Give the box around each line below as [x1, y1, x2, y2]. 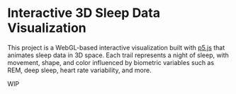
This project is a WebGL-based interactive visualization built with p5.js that [7, 43, 225, 52]
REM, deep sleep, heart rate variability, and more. [7, 66, 152, 74]
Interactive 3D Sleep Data [7, 5, 161, 21]
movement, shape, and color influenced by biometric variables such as [7, 58, 215, 66]
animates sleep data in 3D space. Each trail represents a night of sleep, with [7, 51, 229, 59]
